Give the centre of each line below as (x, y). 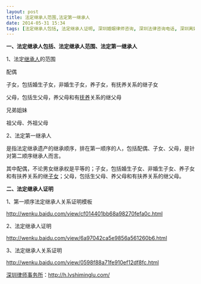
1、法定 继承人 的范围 (31, 59)
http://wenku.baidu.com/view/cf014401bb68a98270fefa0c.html (85, 214)
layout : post (22, 12)
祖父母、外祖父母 (27, 123)
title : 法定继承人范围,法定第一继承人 (48, 17)
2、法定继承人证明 (29, 226)
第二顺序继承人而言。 (37, 156)
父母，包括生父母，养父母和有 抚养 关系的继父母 (64, 97)
